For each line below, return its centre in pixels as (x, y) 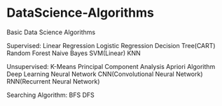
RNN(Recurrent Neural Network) (53, 81)
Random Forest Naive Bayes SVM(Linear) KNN (74, 53)
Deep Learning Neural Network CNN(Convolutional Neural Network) (105, 74)
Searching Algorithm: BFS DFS (51, 95)
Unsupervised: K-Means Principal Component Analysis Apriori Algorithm (111, 66)
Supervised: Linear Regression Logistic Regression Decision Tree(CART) (111, 45)
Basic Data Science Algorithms (51, 32)
